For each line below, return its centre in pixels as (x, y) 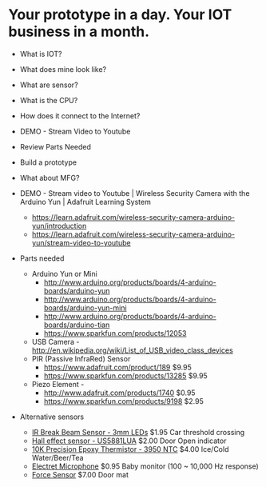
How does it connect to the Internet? (80, 116)
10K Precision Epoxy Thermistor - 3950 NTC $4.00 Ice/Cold (130, 449)
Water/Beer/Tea (58, 457)
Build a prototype (48, 162)
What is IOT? (41, 54)
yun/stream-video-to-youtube (81, 242)
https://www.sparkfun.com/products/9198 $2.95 (123, 401)
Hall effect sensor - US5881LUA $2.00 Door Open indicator (129, 441)
